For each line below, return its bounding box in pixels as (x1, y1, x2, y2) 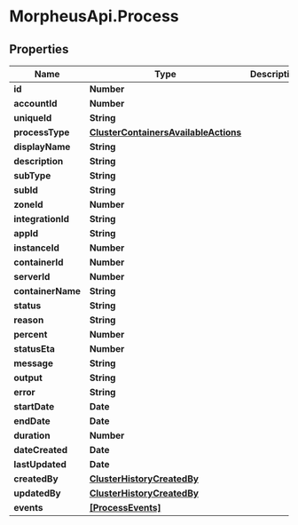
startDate (13, 401, 55, 412)
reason (13, 314, 44, 326)
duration (13, 429, 51, 441)
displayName (13, 140, 71, 153)
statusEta (13, 343, 55, 354)
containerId (13, 256, 64, 268)
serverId (13, 271, 51, 282)
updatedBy (13, 487, 61, 499)
